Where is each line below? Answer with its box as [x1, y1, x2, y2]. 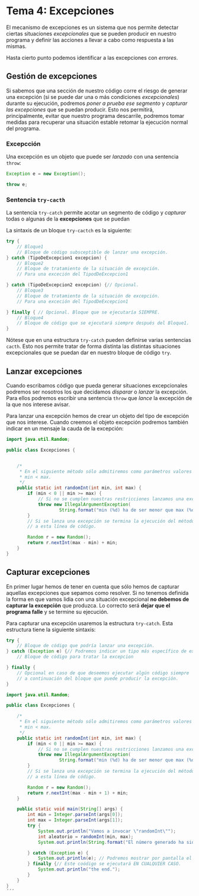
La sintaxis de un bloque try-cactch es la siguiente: [6, 227, 132, 234]
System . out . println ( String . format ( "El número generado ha [37, 839, 184, 845]
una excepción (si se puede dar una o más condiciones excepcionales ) [6, 93, 179, 100]
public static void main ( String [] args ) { [17, 806, 123, 812]
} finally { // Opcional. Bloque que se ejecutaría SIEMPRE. [6, 309, 161, 315]
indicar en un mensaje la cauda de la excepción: [6, 425, 124, 432]
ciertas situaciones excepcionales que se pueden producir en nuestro [6, 30, 176, 37]
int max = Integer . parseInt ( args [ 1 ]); [27, 817, 123, 823]
